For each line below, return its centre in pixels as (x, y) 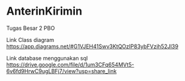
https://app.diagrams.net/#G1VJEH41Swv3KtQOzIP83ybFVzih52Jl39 (92, 46)
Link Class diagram (30, 40)
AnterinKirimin (44, 11)
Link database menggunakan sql (47, 58)
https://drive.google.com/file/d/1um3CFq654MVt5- (70, 65)
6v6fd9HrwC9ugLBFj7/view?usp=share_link (61, 71)
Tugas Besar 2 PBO (31, 28)
